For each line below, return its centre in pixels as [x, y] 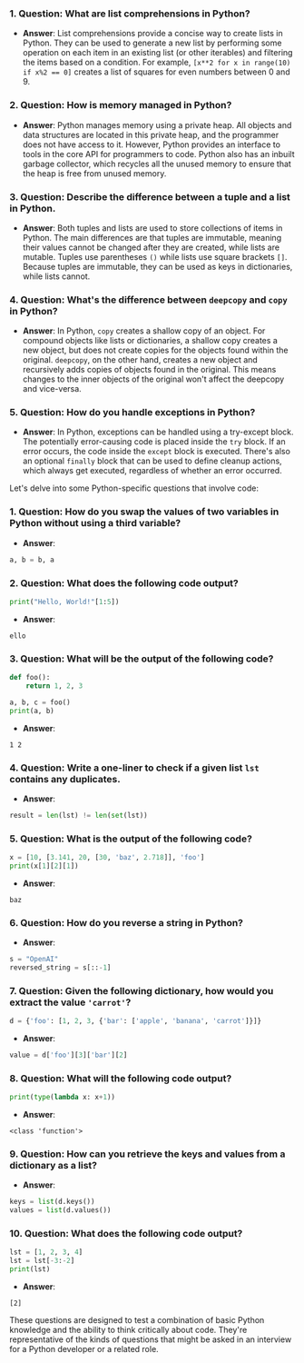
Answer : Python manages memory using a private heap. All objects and [157, 124]
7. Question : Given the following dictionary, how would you [142, 990]
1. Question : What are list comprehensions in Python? [130, 14]
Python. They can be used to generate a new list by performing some [152, 43]
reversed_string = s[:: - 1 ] [60, 968]
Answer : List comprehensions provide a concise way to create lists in [152, 34]
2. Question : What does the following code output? [124, 582]
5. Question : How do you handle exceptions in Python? [132, 413]
